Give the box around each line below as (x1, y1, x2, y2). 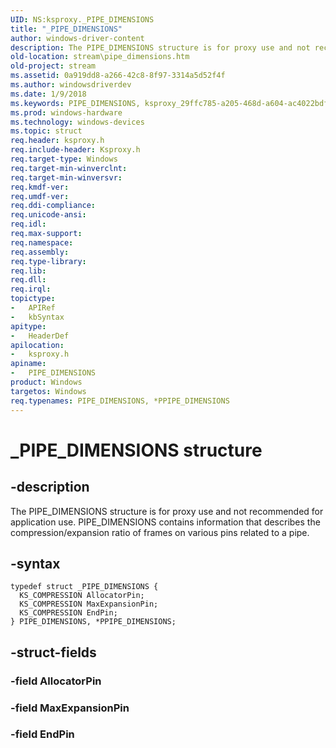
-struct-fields (10, 644, 97, 661)
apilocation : (10, 340, 65, 350)
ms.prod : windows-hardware (10, 107, 123, 118)
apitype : (10, 321, 47, 331)
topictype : (10, 294, 56, 304)
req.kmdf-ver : (10, 182, 70, 192)
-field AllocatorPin (10, 674, 102, 688)
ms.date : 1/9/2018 (10, 89, 87, 99)
